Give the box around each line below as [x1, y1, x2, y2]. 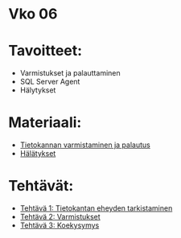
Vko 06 [8, 5, 58, 23]
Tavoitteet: [8, 42, 83, 60]
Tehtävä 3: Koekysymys [19, 220, 100, 230]
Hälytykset [19, 85, 56, 95]
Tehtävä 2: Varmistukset [19, 212, 101, 221]
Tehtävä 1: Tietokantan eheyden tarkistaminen [19, 203, 173, 213]
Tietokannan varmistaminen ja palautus [19, 140, 150, 150]
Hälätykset [19, 149, 56, 158]
